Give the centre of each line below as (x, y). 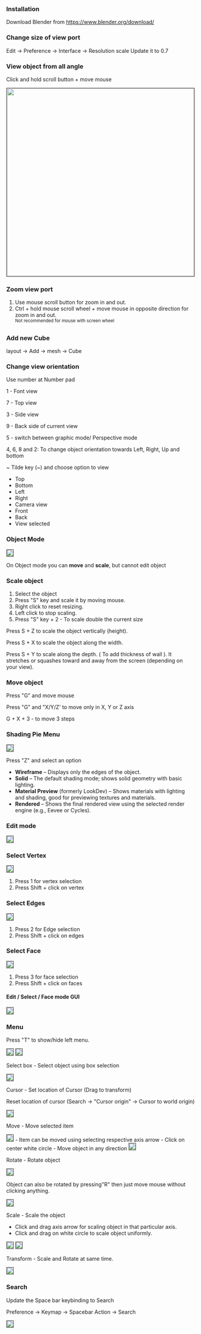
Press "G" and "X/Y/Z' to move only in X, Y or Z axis (70, 707)
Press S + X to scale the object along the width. (65, 643)
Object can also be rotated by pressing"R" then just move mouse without (96, 1185)
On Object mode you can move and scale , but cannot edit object (86, 565)
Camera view (31, 505)
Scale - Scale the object (36, 1215)
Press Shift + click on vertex (49, 888)
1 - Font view (22, 391)
